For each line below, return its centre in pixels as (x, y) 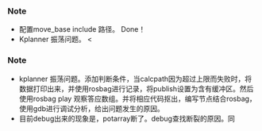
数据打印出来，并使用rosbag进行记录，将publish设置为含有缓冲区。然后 (136, 88)
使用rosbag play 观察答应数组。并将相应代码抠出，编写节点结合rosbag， (138, 98)
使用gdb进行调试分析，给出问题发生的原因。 (91, 108)
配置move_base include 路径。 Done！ (82, 29)
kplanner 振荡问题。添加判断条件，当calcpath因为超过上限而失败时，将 (135, 79)
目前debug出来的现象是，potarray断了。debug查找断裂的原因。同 (127, 118)
